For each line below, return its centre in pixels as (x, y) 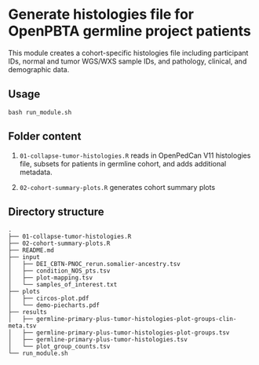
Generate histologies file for (101, 15)
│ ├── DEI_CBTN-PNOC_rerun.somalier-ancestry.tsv (94, 265)
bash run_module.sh (40, 112)
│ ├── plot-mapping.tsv (50, 278)
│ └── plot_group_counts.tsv (59, 347)
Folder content (45, 136)
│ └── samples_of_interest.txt (63, 285)
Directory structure (56, 212)
